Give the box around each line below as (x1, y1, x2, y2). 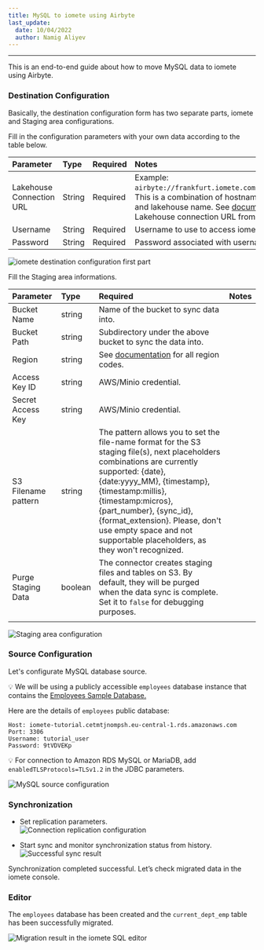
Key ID (12, 382, 37, 393)
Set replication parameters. (19, 817, 108, 827)
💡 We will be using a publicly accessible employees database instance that (8, 681, 247, 691)
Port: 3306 (8, 728, 44, 736)
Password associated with (134, 236, 232, 247)
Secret (12, 394, 37, 405)
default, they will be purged (98, 576, 200, 587)
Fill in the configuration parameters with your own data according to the (8, 131, 240, 141)
